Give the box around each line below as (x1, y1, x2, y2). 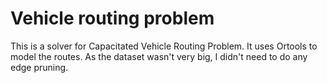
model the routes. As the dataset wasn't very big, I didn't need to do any (10, 50, 308, 62)
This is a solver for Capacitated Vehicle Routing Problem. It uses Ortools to (10, 40, 318, 52)
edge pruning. (10, 61, 69, 73)
